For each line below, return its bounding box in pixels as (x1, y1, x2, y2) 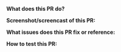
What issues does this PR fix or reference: (6, 28, 116, 36)
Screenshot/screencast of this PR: (6, 17, 96, 24)
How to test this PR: (6, 41, 57, 47)
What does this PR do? (6, 5, 65, 12)
